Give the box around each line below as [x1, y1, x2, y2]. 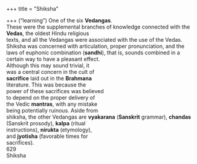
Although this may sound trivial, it [6, 62, 89, 69]
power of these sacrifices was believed [6, 88, 104, 94]
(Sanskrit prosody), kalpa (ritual [6, 120, 86, 126]
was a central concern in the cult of [6, 68, 95, 75]
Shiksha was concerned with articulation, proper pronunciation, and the [6, 42, 185, 50]
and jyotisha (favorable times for [6, 133, 88, 140]
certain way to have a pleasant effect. [6, 56, 100, 62]
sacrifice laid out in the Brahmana [6, 75, 92, 82]
